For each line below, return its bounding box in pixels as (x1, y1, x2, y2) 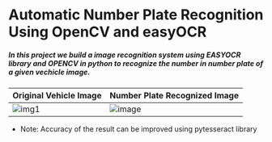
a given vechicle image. (8, 67, 91, 77)
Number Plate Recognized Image (108, 90, 239, 102)
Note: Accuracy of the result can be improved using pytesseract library (19, 124, 257, 134)
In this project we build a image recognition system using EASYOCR (8, 50, 241, 60)
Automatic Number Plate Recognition (8, 6, 264, 24)
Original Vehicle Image (12, 90, 102, 102)
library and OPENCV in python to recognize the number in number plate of (8, 58, 264, 68)
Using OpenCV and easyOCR (8, 23, 207, 41)
